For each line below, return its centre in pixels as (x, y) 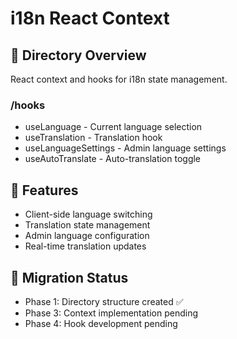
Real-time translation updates (85, 246)
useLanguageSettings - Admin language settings (125, 148)
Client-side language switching (88, 214)
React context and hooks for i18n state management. (119, 79)
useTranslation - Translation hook (93, 138)
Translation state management (87, 225)
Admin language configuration (87, 236)
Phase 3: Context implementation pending (111, 313)
